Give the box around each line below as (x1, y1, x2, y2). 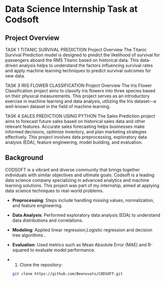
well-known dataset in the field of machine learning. (5, 104, 111, 109)
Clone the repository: (19, 262, 63, 268)
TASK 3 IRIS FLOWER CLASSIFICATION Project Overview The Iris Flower (5, 82, 152, 88)
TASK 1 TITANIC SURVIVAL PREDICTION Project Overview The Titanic (5, 47, 147, 52)
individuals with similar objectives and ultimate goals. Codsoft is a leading (5, 172, 155, 178)
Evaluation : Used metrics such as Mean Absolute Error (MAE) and (12, 241, 147, 247)
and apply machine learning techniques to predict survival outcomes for (5, 68, 151, 74)
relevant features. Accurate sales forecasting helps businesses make (5, 123, 145, 129)
